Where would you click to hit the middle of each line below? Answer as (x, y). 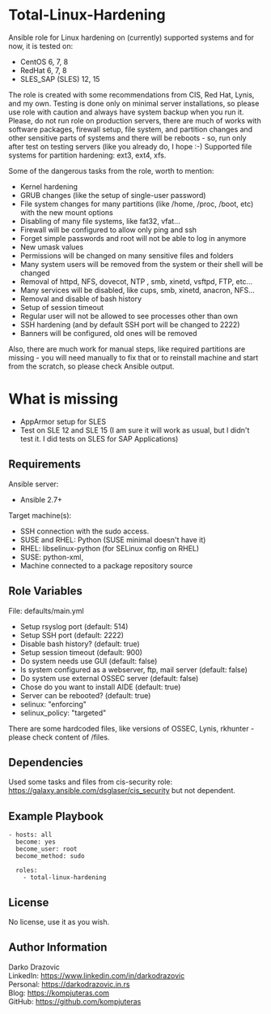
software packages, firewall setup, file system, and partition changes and (131, 129)
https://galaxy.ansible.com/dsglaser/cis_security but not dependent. (122, 791)
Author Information (58, 947)
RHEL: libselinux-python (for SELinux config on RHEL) (110, 548)
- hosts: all (30, 835)
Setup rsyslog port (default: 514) (74, 626)
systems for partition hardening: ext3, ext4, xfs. (87, 155)
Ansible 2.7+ (41, 499)
